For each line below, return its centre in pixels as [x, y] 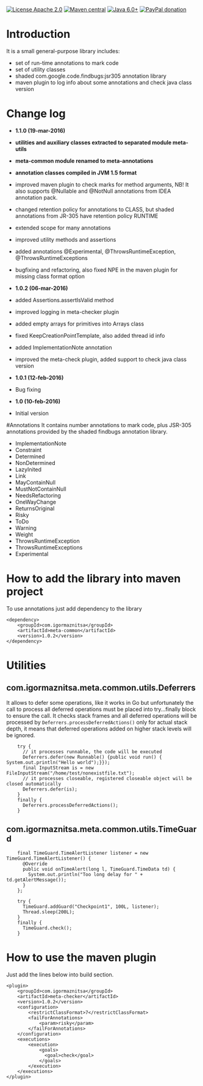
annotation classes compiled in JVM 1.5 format [76, 173]
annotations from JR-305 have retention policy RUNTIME [87, 216]
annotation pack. [36, 197]
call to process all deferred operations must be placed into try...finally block [101, 709]
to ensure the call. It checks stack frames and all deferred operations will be [101, 715]
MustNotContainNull [41, 489]
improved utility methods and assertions [66, 239]
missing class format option [50, 276]
